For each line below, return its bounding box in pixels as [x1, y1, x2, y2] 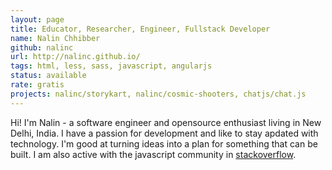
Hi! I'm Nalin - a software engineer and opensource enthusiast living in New [10, 116, 322, 128]
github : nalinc [10, 42, 74, 53]
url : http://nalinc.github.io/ [10, 52, 141, 62]
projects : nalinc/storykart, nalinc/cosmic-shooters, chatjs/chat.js [10, 89, 307, 99]
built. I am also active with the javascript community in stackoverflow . [10, 148, 297, 160]
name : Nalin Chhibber [10, 33, 101, 43]
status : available [10, 71, 87, 81]
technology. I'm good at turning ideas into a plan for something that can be [10, 137, 318, 150]
